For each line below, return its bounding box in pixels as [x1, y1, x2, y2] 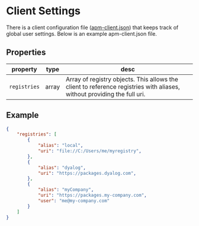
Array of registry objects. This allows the [65, 75, 179, 83]
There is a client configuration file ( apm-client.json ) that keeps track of [6, 24, 179, 31]
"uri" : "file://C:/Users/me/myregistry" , [37, 148, 142, 154]
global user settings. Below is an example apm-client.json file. [6, 30, 157, 37]
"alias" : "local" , [37, 143, 84, 149]
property [11, 65, 37, 73]
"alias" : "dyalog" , [37, 165, 86, 171]
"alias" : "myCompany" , [37, 187, 94, 193]
